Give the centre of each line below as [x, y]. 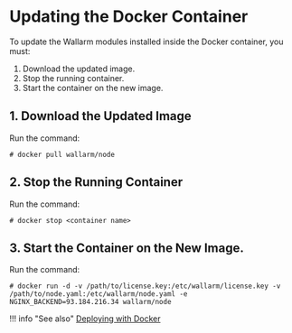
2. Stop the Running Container [96, 182]
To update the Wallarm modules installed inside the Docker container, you [146, 42]
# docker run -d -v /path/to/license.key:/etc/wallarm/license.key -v [145, 286]
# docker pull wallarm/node [62, 154]
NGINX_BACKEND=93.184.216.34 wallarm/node [90, 302]
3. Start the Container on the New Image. [127, 248]
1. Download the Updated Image [100, 116]
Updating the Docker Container [129, 17]
